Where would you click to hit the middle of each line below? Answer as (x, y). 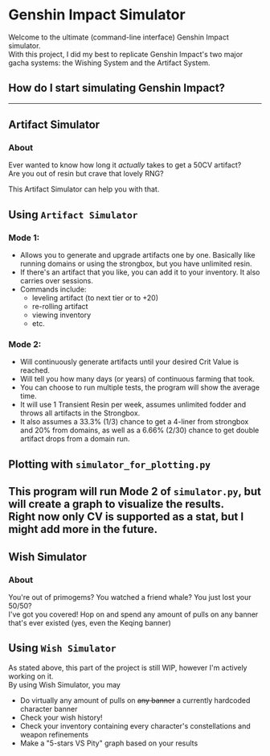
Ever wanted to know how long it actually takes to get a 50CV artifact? (125, 165)
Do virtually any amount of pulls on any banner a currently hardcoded (135, 700)
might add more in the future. (83, 529)
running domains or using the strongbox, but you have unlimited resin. (136, 264)
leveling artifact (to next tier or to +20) (95, 298)
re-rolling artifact (60, 307)
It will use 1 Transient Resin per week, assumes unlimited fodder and (133, 405)
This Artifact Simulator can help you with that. (84, 189)
